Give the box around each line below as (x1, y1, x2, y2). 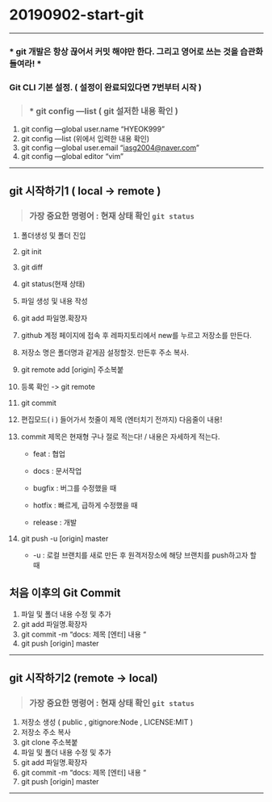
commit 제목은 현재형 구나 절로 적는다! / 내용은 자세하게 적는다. (20, 432, 220, 441)
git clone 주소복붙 (20, 737, 78, 747)
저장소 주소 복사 (20, 728, 71, 737)
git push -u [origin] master (20, 533, 109, 543)
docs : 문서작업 (32, 466, 82, 475)
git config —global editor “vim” (20, 152, 124, 161)
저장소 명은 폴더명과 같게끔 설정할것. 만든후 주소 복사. (20, 347, 189, 357)
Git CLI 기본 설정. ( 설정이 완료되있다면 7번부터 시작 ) (9, 81, 203, 93)
